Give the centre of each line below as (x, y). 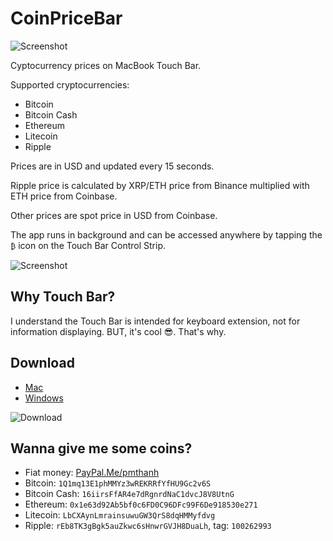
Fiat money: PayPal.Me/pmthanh (92, 473)
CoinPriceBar (66, 18)
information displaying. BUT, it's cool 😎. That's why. (118, 331)
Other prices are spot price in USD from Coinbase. (114, 215)
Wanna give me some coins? (101, 448)
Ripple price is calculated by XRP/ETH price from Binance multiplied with (160, 185)
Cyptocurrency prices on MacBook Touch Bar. (106, 65)
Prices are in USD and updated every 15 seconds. (112, 166)
